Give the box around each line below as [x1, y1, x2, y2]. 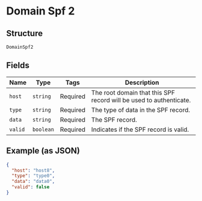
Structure [6, 28, 43, 39]
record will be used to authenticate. [91, 96, 191, 104]
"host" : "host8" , [11, 167, 55, 173]
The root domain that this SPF [91, 88, 176, 97]
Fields [6, 60, 30, 70]
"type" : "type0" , [11, 173, 55, 179]
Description [124, 78, 159, 87]
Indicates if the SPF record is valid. [91, 125, 189, 134]
